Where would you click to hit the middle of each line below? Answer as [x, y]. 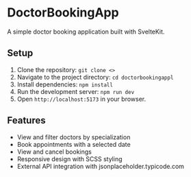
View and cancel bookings [54, 152]
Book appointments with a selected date [74, 144]
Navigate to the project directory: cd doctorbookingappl [95, 77]
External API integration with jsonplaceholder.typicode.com [101, 166]
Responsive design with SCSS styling [69, 158]
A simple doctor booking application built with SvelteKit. [86, 32]
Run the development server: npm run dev [76, 91]
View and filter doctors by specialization [74, 137]
